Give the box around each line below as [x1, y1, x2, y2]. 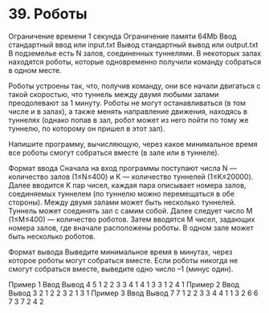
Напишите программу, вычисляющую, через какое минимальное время [8, 139, 258, 148]
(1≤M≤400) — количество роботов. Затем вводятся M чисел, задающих [8, 214, 255, 224]
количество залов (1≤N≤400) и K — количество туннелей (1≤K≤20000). [8, 172, 254, 181]
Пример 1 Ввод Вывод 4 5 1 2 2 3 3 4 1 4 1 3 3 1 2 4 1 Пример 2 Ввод [8, 279, 239, 289]
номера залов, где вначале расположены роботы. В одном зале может [8, 222, 255, 233]
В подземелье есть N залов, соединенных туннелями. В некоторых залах [8, 48, 262, 58]
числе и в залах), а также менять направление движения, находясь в [8, 106, 247, 116]
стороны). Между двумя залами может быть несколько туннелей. [8, 197, 236, 207]
